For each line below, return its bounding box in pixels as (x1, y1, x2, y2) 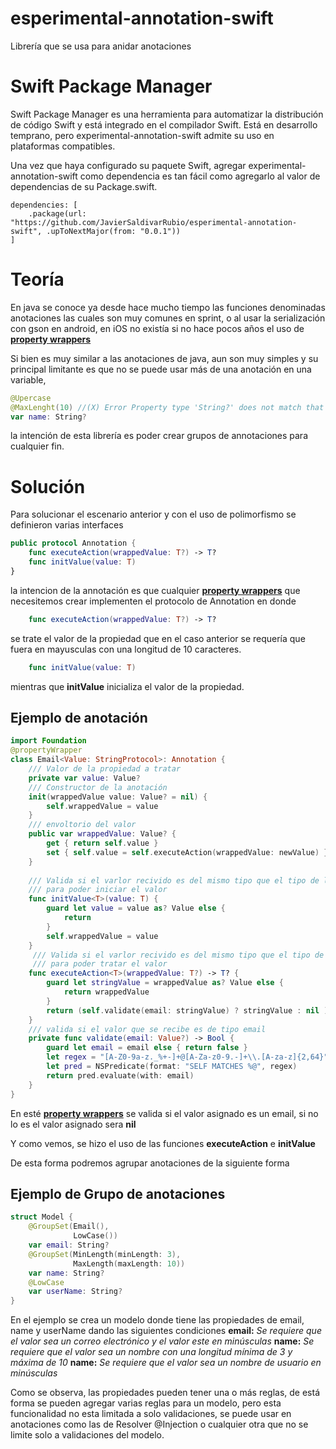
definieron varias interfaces (10, 519, 124, 531)
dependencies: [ (10, 200, 78, 210)
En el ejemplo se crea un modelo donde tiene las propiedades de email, (10, 1314, 305, 1326)
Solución (10, 475, 86, 498)
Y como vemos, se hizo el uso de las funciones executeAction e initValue (10, 1137, 316, 1149)
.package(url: (28, 208, 87, 219)
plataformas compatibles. (10, 140, 116, 152)
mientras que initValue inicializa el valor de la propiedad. (10, 680, 245, 692)
